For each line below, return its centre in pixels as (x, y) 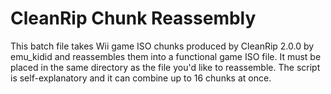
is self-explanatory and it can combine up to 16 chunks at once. (141, 78)
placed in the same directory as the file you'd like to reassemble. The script (165, 67)
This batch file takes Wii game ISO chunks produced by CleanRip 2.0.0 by (162, 46)
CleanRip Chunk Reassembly (133, 18)
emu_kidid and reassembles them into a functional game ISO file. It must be (166, 56)
